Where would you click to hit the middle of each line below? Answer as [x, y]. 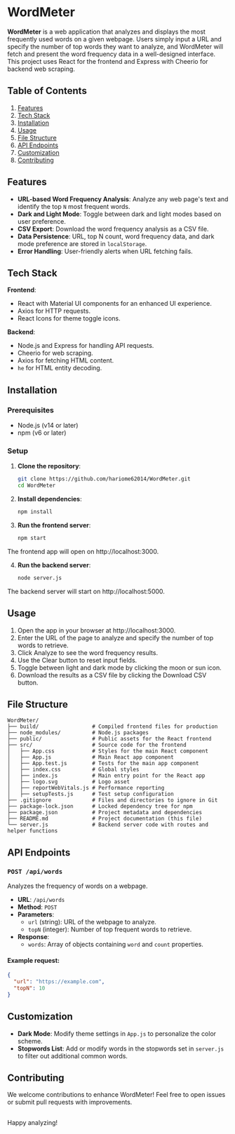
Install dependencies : [49, 499]
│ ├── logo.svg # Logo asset [69, 782]
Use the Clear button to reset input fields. [77, 660]
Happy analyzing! [33, 1122]
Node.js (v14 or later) [48, 426]
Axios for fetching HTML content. [66, 360]
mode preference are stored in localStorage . [82, 243]
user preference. [42, 221]
